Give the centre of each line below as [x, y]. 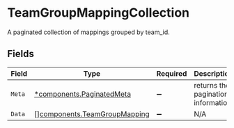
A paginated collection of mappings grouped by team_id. [89, 32]
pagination [211, 94]
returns [206, 85]
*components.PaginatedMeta [82, 94]
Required [172, 73]
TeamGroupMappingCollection [99, 13]
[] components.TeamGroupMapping [92, 114]
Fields [21, 54]
